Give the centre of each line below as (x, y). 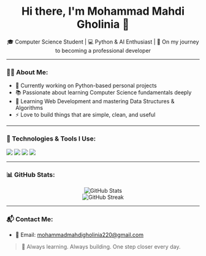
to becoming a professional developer (103, 50)
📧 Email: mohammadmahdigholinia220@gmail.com (79, 235)
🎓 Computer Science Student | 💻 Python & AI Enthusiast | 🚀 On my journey (103, 42)
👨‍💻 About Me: (27, 72)
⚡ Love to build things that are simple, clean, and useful (85, 115)
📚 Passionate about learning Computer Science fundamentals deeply (103, 93)
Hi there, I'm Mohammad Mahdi (103, 11)
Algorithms (29, 108)
